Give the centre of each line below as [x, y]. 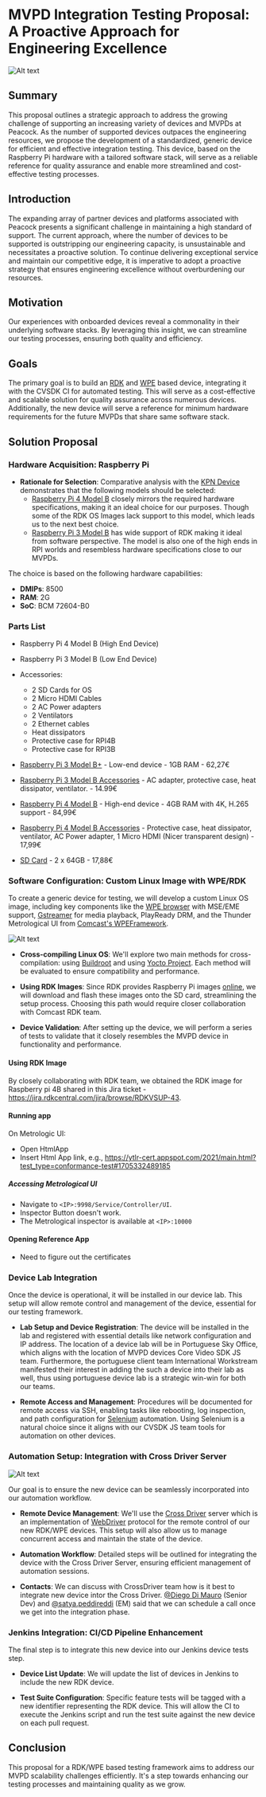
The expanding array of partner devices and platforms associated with [123, 218]
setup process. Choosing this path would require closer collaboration [133, 1004]
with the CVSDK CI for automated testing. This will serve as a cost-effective [132, 391]
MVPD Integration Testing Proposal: [129, 15]
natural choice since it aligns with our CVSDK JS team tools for [123, 1427]
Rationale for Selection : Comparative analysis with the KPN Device [130, 482]
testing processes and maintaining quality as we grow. [97, 1784]
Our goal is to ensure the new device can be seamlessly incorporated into [129, 1489]
